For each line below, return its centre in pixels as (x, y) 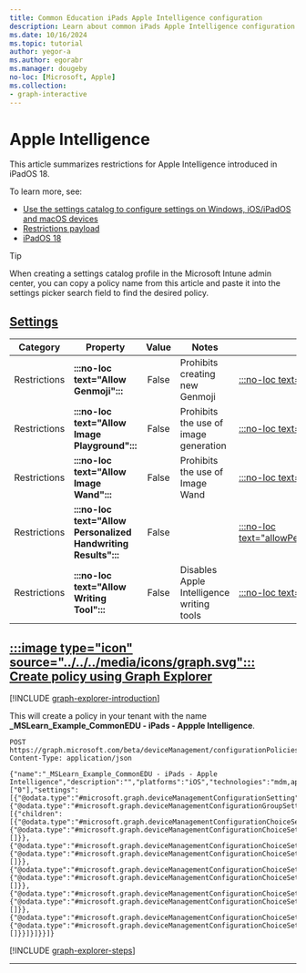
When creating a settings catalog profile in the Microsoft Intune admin (141, 273)
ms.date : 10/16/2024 (49, 35)
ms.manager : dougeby (49, 69)
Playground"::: (105, 446)
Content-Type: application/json (71, 758)
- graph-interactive (49, 94)
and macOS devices (60, 219)
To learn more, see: (46, 191)
